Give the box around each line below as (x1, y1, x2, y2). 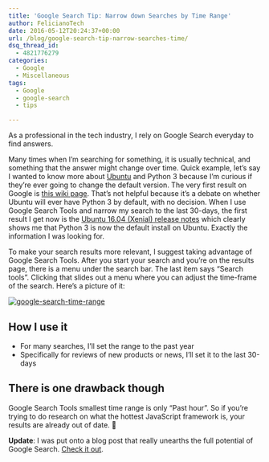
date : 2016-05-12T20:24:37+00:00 (8, 27, 120, 35)
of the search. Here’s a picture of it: (8, 281, 125, 291)
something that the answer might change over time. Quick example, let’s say (8, 163, 261, 173)
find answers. (8, 139, 54, 149)
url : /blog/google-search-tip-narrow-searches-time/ (8, 34, 189, 43)
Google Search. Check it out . (8, 444, 104, 454)
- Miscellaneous (15, 72, 70, 80)
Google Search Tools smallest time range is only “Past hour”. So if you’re (8, 403, 249, 412)
